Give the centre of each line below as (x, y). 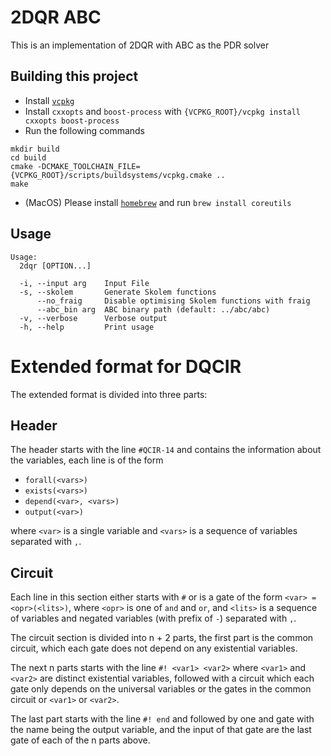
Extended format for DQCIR (126, 366)
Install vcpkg (49, 100)
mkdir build (35, 149)
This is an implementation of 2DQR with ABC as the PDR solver (140, 45)
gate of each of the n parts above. (80, 740)
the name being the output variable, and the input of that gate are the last (161, 730)
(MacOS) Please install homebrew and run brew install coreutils (158, 202)
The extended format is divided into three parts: (109, 394)
